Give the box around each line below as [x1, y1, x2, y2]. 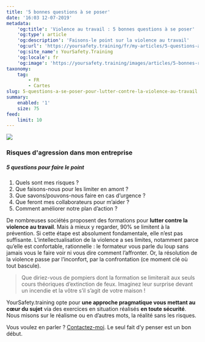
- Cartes [28, 83, 51, 89]
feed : [6, 111, 20, 117]
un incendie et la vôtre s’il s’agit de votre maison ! [21, 287, 146, 294]
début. [6, 330, 23, 338]
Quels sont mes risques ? [15, 179, 79, 186]
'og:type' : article [17, 32, 67, 38]
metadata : [6, 20, 32, 26]
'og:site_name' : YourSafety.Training [17, 49, 113, 55]
